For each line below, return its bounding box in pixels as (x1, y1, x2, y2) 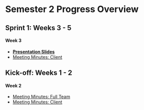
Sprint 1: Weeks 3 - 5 (5, 24, 72, 32)
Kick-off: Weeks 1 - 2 (5, 69, 72, 77)
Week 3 (5, 38, 22, 44)
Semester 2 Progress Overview (5, 4, 139, 15)
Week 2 (5, 82, 22, 88)
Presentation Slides (12, 49, 55, 55)
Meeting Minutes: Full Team (12, 94, 71, 100)
